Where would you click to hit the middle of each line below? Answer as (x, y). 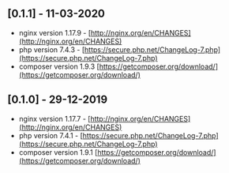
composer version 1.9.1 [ (58, 152)
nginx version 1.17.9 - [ (55, 32)
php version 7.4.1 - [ (51, 135)
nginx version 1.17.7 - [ (54, 118)
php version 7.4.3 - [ (52, 49)
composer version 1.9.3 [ (59, 66)
